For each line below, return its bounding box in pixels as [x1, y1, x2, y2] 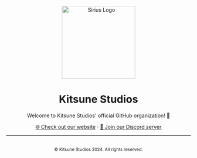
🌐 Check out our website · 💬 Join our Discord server [35, 123, 162, 130]
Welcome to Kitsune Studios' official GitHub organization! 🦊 [26, 112, 171, 119]
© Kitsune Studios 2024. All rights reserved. [54, 146, 143, 152]
